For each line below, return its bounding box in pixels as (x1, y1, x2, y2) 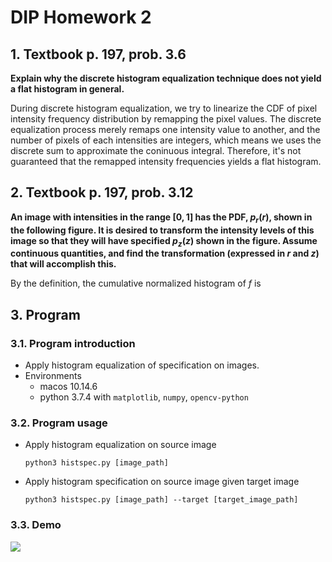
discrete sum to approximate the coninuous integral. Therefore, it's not (10, 145, 302, 156)
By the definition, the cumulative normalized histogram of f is (10, 277, 262, 290)
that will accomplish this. (10, 258, 117, 270)
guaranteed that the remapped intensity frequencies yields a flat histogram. (10, 156, 322, 167)
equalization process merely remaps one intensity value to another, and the (10, 124, 321, 135)
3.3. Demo (10, 518, 62, 532)
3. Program (10, 306, 81, 323)
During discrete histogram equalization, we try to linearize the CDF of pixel (10, 102, 318, 114)
